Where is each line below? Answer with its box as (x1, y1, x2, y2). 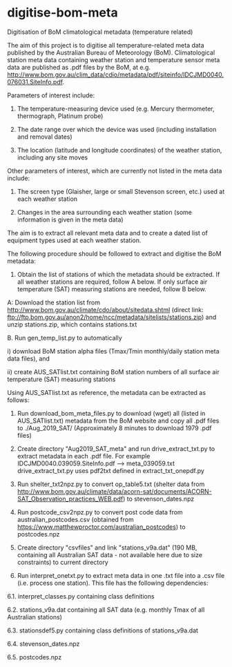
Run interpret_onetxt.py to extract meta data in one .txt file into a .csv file (17, 571, 225, 579)
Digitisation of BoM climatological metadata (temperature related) (7, 28, 193, 36)
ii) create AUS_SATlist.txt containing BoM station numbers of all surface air (7, 367, 220, 376)
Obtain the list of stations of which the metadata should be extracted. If (17, 270, 220, 278)
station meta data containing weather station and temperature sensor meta (7, 55, 220, 64)
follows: (7, 396, 30, 404)
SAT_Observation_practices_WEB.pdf (17, 494, 124, 503)
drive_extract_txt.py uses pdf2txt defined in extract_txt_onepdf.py (17, 466, 205, 474)
